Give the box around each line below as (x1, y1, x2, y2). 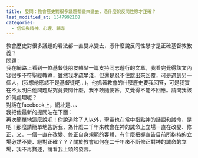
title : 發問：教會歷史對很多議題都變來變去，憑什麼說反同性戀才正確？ (6, 8, 156, 15)
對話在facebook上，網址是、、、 (6, 101, 81, 108)
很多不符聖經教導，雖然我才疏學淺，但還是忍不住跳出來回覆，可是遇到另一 (11, 72, 192, 79)
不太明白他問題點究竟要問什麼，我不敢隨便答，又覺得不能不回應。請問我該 (11, 86, 192, 93)
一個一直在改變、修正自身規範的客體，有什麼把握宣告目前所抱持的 (26, 131, 187, 138)
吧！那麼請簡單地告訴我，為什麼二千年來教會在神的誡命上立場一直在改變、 (6, 124, 187, 131)
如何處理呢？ (6, 94, 37, 101)
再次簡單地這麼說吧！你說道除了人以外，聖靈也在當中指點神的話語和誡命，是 (6, 116, 192, 123)
